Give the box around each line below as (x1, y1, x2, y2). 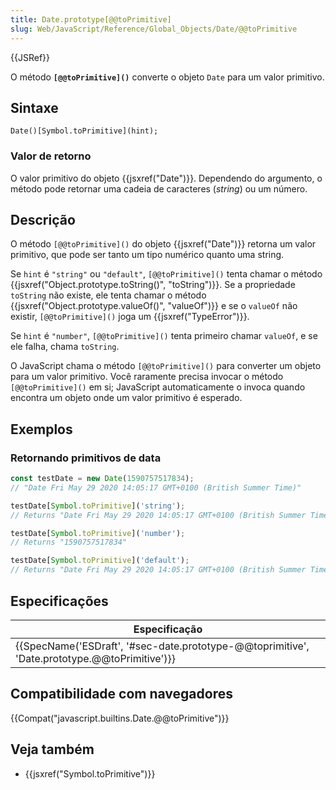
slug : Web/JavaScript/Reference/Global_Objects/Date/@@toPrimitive (10, 24, 298, 34)
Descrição (10, 212, 76, 228)
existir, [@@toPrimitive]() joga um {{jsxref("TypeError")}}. (10, 311, 250, 323)
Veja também (10, 741, 95, 758)
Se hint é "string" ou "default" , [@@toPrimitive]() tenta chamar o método (10, 268, 323, 280)
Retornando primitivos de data (10, 451, 162, 465)
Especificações (10, 592, 109, 610)
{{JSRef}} (10, 51, 50, 63)
